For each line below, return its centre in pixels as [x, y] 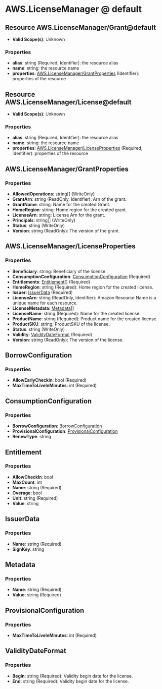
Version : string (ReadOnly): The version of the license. [68, 340]
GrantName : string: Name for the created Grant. [61, 205]
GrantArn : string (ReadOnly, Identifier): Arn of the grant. [69, 199]
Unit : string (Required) [35, 498]
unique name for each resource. [45, 303]
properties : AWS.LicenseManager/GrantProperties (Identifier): [76, 73]
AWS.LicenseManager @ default [74, 9]
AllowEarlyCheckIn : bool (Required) [49, 380]
